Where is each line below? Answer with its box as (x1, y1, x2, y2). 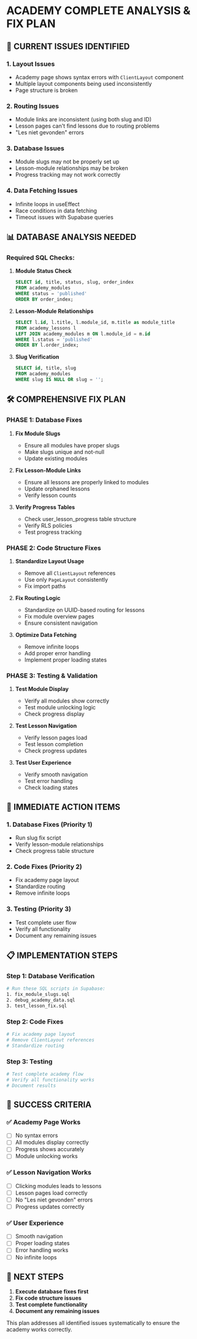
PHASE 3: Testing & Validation (6, 671, 98, 680)
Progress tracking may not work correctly (15, 171, 121, 179)
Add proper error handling (24, 649, 91, 657)
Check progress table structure (15, 847, 95, 854)
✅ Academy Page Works (6, 1117, 81, 1126)
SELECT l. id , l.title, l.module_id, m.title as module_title (15, 319, 176, 325)
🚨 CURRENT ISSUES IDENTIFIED (6, 41, 130, 52)
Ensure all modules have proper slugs (24, 441, 120, 449)
